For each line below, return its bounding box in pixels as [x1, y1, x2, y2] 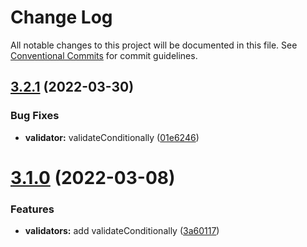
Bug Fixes [10, 109, 60, 123]
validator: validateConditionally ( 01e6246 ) [24, 131, 200, 143]
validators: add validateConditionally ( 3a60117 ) [24, 225, 220, 237]
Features [10, 202, 55, 216]
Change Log [10, 6, 113, 29]
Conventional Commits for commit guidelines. [10, 49, 198, 61]
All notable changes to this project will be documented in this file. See [10, 39, 298, 51]
